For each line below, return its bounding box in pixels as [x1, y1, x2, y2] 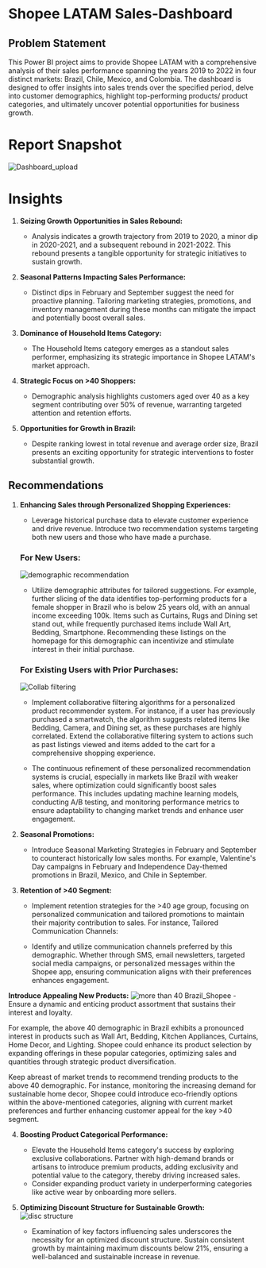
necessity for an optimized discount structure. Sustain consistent [31, 1235, 245, 1245]
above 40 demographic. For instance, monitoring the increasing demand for [8, 1081, 256, 1090]
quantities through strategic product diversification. [8, 1057, 176, 1066]
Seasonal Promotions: [19, 830, 95, 839]
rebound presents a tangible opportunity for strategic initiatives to [31, 248, 248, 258]
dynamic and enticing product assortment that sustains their [38, 1000, 236, 1009]
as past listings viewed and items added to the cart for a [31, 740, 216, 750]
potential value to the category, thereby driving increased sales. [31, 1170, 241, 1180]
